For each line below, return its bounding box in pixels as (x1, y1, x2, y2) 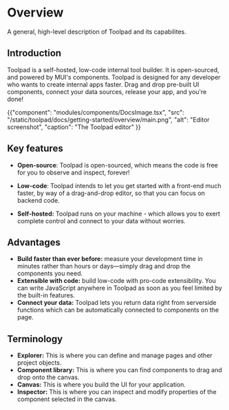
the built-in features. (17, 291, 76, 299)
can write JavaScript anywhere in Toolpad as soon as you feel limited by (17, 284, 222, 293)
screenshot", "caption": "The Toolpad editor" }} (7, 122, 141, 131)
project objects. (17, 358, 62, 367)
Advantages (7, 236, 61, 248)
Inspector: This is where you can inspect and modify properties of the (17, 388, 217, 396)
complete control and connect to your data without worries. (17, 216, 186, 225)
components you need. (17, 269, 83, 277)
